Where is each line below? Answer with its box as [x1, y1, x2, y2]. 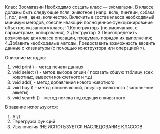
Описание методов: [5, 55, 46, 60]
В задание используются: [5, 104, 58, 110]
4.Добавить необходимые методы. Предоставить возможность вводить [5, 40, 156, 45]
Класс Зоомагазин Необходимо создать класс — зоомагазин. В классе [5, 4, 154, 10]
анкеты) [12, 89, 29, 95]
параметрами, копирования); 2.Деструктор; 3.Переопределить [5, 30, 137, 35]
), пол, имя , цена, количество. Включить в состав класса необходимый [5, 15, 155, 20]
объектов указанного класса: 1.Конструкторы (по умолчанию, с [5, 25, 138, 30]
